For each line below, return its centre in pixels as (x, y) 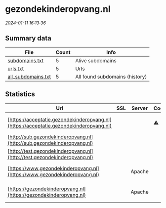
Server (140, 108)
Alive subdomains (96, 60)
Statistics (20, 94)
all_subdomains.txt (29, 77)
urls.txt (16, 69)
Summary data (28, 38)
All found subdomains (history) (111, 77)
